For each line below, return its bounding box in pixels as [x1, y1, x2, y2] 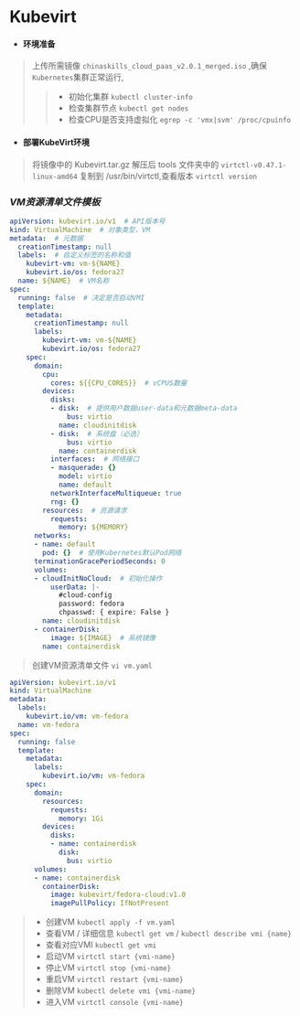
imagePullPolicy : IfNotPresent [49, 899, 170, 908]
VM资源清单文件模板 [9, 195, 101, 208]
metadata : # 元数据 [9, 233, 84, 243]
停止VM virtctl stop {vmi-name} [45, 962, 172, 973]
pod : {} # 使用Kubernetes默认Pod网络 [42, 549, 182, 558]
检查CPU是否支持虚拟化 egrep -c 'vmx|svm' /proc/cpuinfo [68, 114, 292, 125]
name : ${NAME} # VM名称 [17, 276, 110, 285]
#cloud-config [58, 591, 112, 600]
